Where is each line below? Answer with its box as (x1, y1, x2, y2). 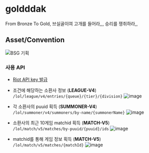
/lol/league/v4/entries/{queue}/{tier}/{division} (12, 94, 123, 99)
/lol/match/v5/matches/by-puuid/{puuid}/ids (12, 126, 109, 132)
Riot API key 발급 (12, 76, 48, 83)
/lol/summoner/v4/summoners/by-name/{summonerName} (12, 110, 125, 115)
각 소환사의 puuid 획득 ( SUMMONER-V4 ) (12, 104, 97, 110)
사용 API (5, 64, 26, 71)
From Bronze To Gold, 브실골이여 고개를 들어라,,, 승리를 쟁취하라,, (5, 20, 138, 27)
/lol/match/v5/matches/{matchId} (12, 143, 84, 148)
